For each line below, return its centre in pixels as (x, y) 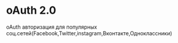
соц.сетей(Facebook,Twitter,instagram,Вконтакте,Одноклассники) (89, 33)
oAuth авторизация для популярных (51, 27)
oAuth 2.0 (31, 10)
